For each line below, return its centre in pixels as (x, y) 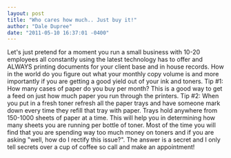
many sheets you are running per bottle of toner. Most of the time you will (111, 125)
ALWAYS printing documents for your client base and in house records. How (115, 67)
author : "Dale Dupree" (40, 26)
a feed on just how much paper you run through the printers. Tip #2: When (113, 96)
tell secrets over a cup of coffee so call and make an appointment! (101, 147)
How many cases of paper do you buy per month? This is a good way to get (115, 89)
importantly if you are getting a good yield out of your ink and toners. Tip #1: (115, 81)
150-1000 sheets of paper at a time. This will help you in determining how (111, 118)
